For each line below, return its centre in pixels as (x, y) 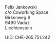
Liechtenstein (19, 28)
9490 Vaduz (18, 22)
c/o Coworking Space (27, 12)
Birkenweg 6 (18, 17)
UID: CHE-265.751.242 (27, 37)
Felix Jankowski (21, 7)
